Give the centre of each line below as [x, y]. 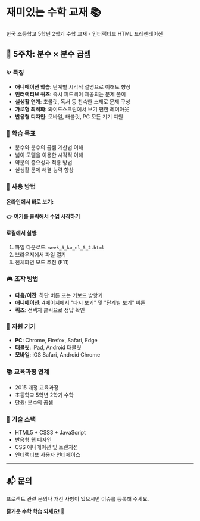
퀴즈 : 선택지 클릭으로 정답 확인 [50, 310]
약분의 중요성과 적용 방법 [43, 162]
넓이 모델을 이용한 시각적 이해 [49, 155]
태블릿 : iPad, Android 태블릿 [48, 347]
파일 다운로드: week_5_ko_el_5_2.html [60, 247]
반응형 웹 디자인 [33, 440]
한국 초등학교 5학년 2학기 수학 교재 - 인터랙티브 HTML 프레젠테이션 [85, 33]
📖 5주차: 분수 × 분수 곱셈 [49, 54]
